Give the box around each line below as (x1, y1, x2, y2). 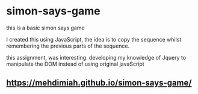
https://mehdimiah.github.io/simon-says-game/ (6, 78, 192, 88)
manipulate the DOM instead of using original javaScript (6, 60, 144, 67)
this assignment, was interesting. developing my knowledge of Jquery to (6, 54, 187, 61)
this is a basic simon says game (6, 24, 85, 31)
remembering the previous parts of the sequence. (6, 42, 130, 49)
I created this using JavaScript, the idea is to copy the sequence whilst (6, 36, 182, 43)
